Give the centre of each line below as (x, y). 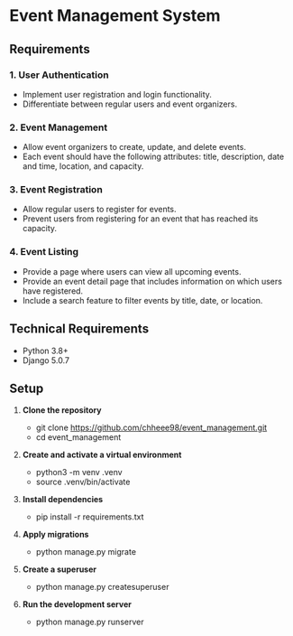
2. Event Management (59, 127)
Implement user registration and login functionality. (117, 94)
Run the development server (77, 604)
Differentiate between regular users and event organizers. (129, 104)
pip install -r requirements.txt (90, 517)
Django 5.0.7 (46, 360)
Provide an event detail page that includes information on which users (152, 281)
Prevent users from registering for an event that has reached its (140, 219)
